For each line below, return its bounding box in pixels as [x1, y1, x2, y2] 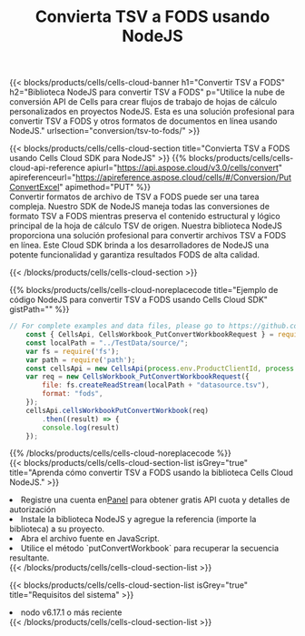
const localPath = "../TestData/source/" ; [25, 338, 189, 348]
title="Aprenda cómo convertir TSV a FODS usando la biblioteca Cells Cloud [9, 467, 293, 479]
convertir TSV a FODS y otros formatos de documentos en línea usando [9, 116, 278, 126]
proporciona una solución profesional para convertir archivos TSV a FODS [9, 230, 287, 241]
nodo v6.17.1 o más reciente [21, 607, 123, 618]
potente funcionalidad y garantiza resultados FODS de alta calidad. [9, 249, 261, 260]
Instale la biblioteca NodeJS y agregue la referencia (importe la [21, 514, 257, 525]
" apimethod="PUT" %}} [58, 182, 152, 193]
